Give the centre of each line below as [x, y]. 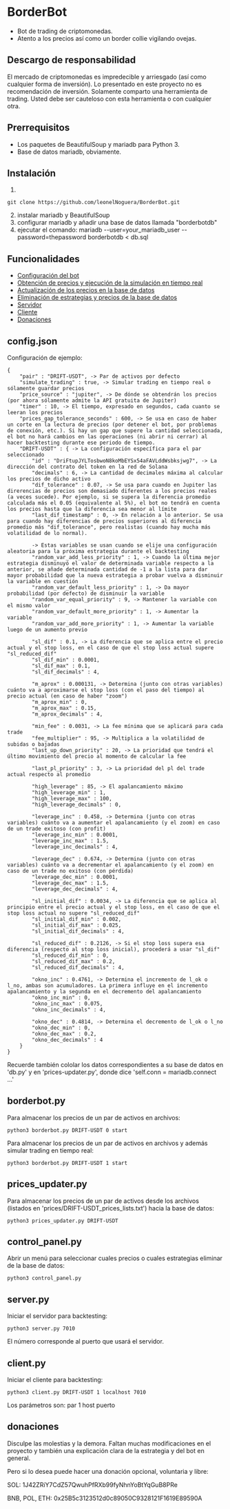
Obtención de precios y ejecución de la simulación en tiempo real [110, 283]
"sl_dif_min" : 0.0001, [66, 660]
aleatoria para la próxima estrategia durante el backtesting [98, 551]
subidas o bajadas [33, 745]
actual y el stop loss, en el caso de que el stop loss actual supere [111, 648]
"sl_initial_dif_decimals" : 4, [79, 931]
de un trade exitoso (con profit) [57, 829]
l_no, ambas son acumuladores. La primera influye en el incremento [107, 986]
